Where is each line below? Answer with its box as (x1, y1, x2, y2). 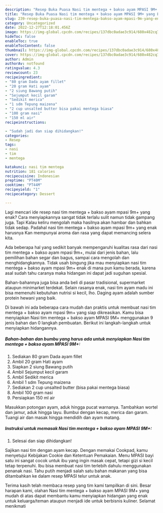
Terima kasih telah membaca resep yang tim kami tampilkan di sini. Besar (5, 482, 151, 488)
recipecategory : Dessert (5, 192, 55, 197)
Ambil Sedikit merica (12, 374, 53, 380)
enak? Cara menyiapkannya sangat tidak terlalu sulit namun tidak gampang (5, 214, 155, 220)
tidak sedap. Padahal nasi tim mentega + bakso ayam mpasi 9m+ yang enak (5, 224, 157, 231)
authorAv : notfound (5, 61, 45, 66)
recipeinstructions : (5, 120, 47, 125)
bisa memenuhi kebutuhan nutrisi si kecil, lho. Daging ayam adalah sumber (5, 290, 154, 296)
